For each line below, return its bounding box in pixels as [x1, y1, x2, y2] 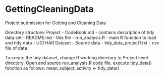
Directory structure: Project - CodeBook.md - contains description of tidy [5, 29, 155, 35]
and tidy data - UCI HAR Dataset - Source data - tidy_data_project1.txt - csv [5, 39, 160, 45]
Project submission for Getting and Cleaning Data [5, 20, 106, 26]
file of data [5, 45, 27, 51]
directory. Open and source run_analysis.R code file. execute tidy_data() [5, 60, 152, 66]
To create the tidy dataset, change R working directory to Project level [5, 54, 148, 60]
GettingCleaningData [5, 3, 94, 15]
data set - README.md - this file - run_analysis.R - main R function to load [5, 35, 157, 40]
